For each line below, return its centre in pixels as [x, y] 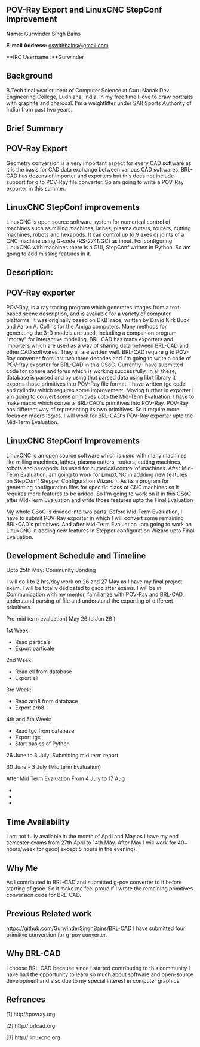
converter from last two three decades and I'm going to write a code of [104, 358]
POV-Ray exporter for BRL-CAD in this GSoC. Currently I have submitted [95, 365]
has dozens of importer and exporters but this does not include [96, 176]
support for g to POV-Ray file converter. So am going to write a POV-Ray [95, 182]
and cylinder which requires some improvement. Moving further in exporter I [100, 390]
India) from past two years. [39, 109]
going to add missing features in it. [49, 254]
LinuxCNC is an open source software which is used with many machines [96, 455]
